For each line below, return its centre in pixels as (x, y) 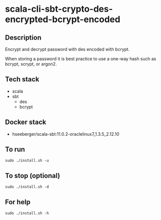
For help (18, 202)
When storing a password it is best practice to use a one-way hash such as (81, 59)
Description (23, 37)
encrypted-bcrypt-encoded (63, 19)
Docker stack (26, 122)
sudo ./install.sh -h (27, 213)
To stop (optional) (32, 176)
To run (15, 150)
